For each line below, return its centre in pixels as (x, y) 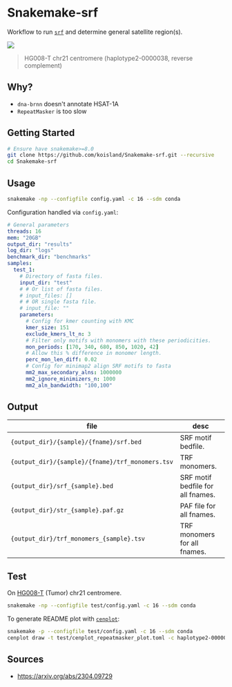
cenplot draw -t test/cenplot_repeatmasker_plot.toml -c (91, 638)
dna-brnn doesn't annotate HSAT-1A (68, 104)
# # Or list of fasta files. (61, 289)
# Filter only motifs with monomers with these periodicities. (118, 340)
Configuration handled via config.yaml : (63, 212)
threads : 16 (24, 231)
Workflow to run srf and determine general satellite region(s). (95, 32)
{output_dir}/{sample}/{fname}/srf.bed (76, 442)
